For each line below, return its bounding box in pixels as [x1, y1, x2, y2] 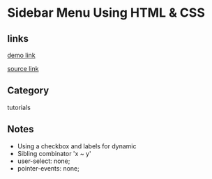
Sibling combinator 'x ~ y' [17, 149, 92, 157]
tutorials [7, 103, 31, 111]
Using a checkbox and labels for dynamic [17, 141, 137, 150]
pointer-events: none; [17, 164, 80, 172]
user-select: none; [17, 157, 70, 165]
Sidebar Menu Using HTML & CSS [7, 5, 206, 21]
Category [7, 85, 50, 97]
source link [7, 65, 39, 72]
